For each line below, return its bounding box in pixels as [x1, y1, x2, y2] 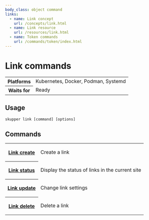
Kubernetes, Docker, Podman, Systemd [35, 78, 126, 84]
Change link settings [40, 185, 88, 192]
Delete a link [40, 202, 69, 209]
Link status [8, 167, 35, 174]
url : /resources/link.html [14, 30, 69, 35]
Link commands [5, 60, 72, 71]
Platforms [7, 78, 31, 85]
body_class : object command [5, 7, 63, 12]
